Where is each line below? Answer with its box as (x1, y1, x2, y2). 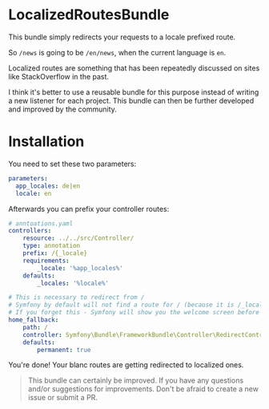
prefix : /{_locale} (22, 249, 88, 257)
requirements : (22, 257, 70, 265)
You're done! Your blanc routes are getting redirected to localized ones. (8, 360, 244, 370)
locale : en (15, 189, 52, 197)
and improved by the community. (8, 104, 118, 114)
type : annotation (22, 242, 81, 250)
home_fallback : (8, 316, 59, 324)
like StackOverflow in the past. (8, 71, 110, 81)
